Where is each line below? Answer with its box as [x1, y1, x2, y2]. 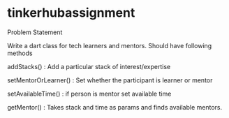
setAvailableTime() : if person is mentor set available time [7, 89, 172, 98]
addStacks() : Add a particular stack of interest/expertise [7, 62, 171, 71]
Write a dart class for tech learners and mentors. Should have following [7, 41, 212, 50]
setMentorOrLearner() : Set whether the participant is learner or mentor [7, 75, 213, 84]
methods [7, 49, 33, 57]
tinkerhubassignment [7, 5, 135, 21]
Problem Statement [7, 28, 63, 36]
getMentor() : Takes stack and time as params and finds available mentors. [7, 103, 222, 111]
